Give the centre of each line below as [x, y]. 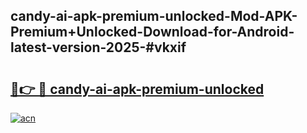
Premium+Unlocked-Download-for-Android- [152, 32]
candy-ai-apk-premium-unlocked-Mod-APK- [154, 16]
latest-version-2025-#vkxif [98, 47]
